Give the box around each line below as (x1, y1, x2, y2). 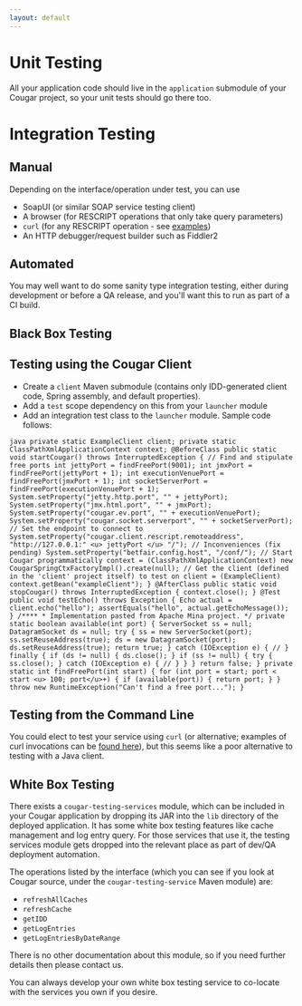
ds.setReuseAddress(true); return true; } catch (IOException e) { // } (9, 643, 289, 653)
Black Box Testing (9, 325, 113, 341)
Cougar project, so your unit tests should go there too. (9, 92, 212, 102)
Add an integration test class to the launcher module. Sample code (22, 410, 271, 421)
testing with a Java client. (9, 750, 105, 761)
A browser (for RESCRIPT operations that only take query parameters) (22, 210, 284, 222)
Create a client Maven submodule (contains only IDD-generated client (22, 381, 288, 392)
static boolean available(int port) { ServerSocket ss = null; (9, 619, 253, 628)
